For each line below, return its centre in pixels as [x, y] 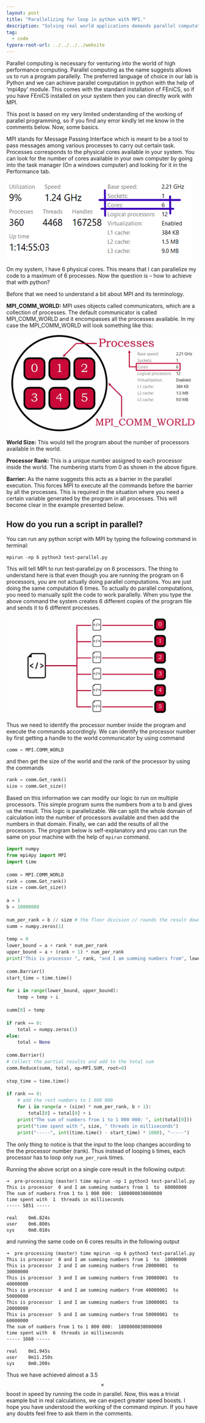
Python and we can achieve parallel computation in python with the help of [100, 83]
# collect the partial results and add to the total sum [80, 1062]
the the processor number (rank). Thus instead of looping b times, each [96, 1151]
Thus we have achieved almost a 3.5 [52, 1375]
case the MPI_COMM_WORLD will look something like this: [80, 325]
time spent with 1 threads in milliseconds [65, 1199]
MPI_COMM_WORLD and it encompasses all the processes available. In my [101, 319]
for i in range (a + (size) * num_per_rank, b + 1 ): [84, 1107]
